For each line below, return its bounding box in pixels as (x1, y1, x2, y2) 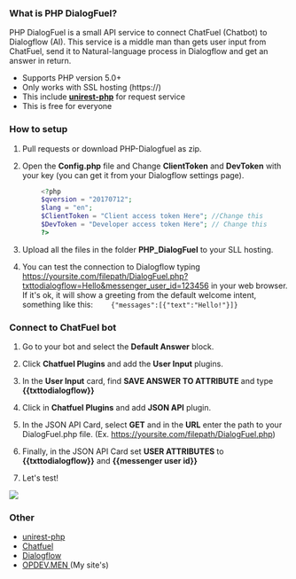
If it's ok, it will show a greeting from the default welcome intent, (21, 289, 257, 300)
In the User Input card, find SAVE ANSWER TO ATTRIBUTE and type (21, 376, 274, 387)
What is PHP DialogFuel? (9, 7, 118, 20)
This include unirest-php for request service (21, 91, 186, 102)
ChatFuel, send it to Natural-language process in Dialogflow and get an (9, 46, 269, 57)
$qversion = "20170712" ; (41, 195, 133, 204)
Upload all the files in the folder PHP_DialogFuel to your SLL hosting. (21, 244, 274, 254)
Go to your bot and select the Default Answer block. (21, 341, 214, 352)
